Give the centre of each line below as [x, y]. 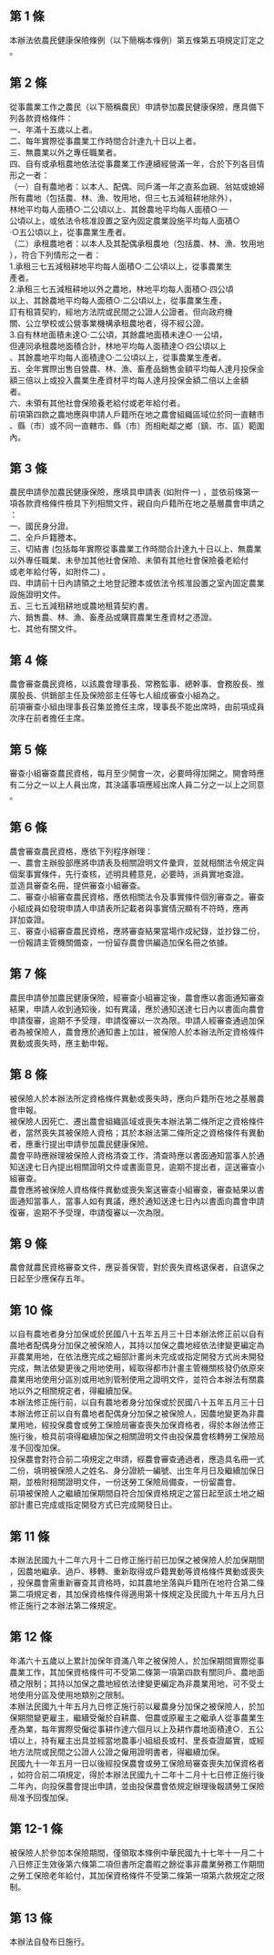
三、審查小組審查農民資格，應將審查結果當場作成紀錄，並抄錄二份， [137, 931]
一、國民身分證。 [41, 526]
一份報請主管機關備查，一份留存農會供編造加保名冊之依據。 [121, 942]
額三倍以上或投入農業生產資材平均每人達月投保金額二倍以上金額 [129, 380]
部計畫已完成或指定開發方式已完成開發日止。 [93, 1505]
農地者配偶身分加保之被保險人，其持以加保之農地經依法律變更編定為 [137, 1345]
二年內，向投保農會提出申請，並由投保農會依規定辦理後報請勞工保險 [137, 1785]
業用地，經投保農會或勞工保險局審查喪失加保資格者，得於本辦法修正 [137, 1425]
